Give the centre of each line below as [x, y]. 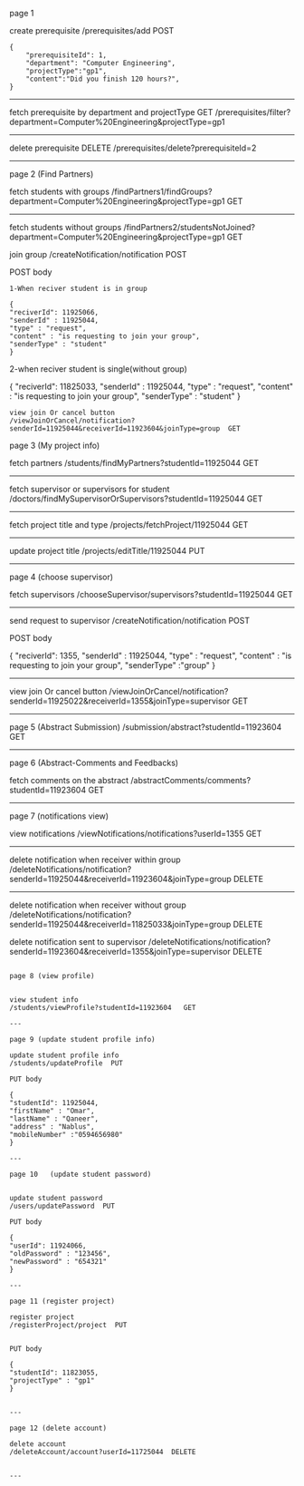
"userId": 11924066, [48, 1246]
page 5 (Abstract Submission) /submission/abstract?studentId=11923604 [146, 727]
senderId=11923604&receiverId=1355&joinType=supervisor [120, 952]
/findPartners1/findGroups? [162, 191]
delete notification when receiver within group [95, 860]
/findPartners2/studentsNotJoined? [190, 227]
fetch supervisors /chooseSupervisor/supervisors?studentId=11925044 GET [152, 594]
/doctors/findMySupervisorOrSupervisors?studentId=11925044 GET [136, 499]
